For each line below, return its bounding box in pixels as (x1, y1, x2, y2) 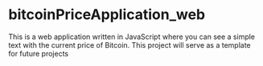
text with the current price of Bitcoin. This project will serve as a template (8, 40, 251, 49)
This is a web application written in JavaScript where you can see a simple (8, 32, 256, 41)
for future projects (8, 49, 69, 58)
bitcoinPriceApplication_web (8, 6, 206, 24)
